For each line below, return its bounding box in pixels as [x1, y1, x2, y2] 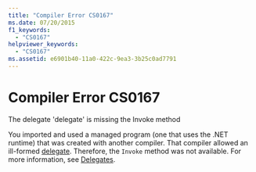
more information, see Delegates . [8, 154, 116, 164]
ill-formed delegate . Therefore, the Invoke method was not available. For [8, 146, 241, 156]
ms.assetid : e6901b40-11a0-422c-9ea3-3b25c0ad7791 [8, 56, 177, 63]
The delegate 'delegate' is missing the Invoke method [8, 114, 181, 124]
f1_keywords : [8, 26, 51, 34]
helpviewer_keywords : [8, 41, 79, 48]
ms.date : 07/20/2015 [8, 19, 76, 27]
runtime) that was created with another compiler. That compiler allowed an [8, 138, 249, 147]
